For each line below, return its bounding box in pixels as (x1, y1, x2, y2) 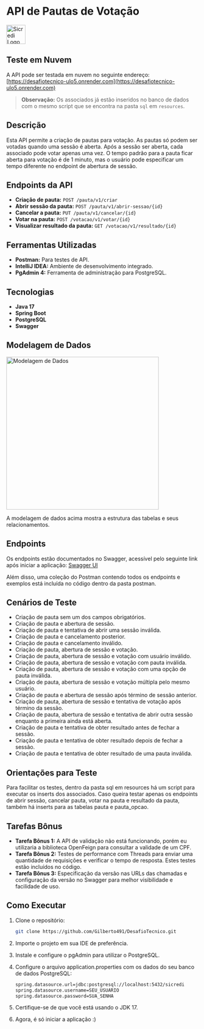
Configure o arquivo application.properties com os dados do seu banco (15, 963, 195, 970)
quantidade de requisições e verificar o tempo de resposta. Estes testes (15, 857, 196, 864)
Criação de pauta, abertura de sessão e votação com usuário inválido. (15, 653, 192, 660)
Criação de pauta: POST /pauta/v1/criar (15, 196, 118, 203)
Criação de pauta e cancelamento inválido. (15, 640, 123, 647)
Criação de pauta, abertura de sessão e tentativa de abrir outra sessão (15, 711, 193, 719)
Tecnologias (6, 287, 54, 297)
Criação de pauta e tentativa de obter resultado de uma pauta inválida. (15, 750, 193, 757)
